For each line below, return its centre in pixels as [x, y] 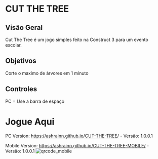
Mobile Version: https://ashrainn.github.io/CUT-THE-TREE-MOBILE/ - [77, 145]
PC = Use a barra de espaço [35, 101]
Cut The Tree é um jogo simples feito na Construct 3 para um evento [77, 39]
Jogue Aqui [30, 122]
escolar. [13, 45]
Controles [21, 89]
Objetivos [21, 61]
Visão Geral [24, 28]
